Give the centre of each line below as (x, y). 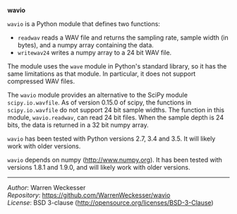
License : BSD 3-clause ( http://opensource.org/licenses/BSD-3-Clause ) (110, 203)
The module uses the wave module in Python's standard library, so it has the (117, 66)
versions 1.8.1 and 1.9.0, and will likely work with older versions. (99, 167)
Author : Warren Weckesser (47, 188)
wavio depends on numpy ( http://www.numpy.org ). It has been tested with (115, 160)
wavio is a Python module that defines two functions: (84, 24)
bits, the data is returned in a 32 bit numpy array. (78, 125)
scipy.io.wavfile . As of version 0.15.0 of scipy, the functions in (99, 102)
